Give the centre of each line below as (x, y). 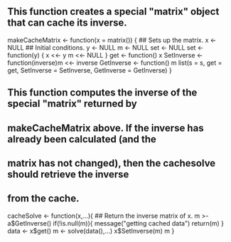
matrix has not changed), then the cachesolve (112, 163)
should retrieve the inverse (68, 174)
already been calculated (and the (82, 139)
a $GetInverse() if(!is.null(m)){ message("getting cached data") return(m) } (116, 223)
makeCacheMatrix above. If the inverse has (106, 128)
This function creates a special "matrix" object (113, 12)
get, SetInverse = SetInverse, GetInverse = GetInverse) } (90, 70)
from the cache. (43, 199)
